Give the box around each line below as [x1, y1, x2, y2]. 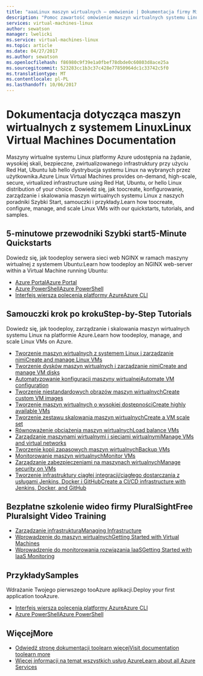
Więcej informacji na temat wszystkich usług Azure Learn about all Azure [14, 657, 196, 664]
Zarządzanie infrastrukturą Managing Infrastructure [14, 527, 142, 534]
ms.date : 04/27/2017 [6, 48, 59, 54]
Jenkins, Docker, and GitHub [14, 484, 86, 491]
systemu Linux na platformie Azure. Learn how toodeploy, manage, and [6, 331, 182, 339]
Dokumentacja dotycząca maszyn [6, 108, 181, 121]
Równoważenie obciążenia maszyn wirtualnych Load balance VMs [14, 426, 179, 433]
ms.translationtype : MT [6, 71, 66, 77]
